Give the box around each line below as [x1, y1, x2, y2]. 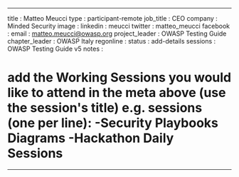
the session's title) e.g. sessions [7, 100, 203, 116]
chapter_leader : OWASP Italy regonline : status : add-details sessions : [7, 37, 216, 45]
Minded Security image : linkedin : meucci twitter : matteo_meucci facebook [7, 22, 230, 30]
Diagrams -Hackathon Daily [7, 130, 174, 146]
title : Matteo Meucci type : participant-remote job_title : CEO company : [7, 14, 218, 22]
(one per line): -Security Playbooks [7, 115, 218, 131]
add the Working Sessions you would [7, 69, 232, 86]
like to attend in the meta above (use [7, 85, 226, 101]
